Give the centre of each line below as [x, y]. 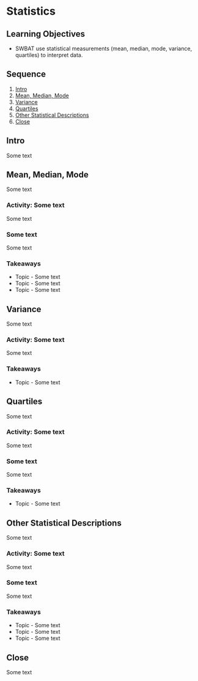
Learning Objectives [46, 34]
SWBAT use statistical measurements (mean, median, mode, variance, [104, 48]
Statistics [31, 11]
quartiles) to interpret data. [49, 55]
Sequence [26, 74]
